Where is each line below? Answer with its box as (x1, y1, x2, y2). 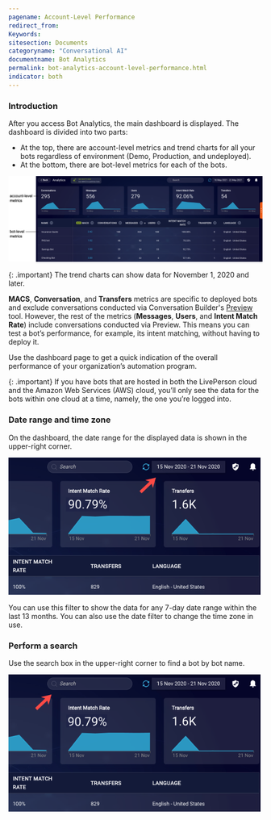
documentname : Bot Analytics (8, 56, 106, 64)
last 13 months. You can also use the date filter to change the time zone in (8, 611, 254, 621)
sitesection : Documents (8, 39, 89, 47)
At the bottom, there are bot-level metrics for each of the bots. (19, 160, 227, 169)
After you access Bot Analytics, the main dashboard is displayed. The (8, 119, 240, 128)
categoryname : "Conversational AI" (8, 47, 128, 56)
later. (8, 278, 26, 288)
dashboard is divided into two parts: (8, 128, 128, 137)
